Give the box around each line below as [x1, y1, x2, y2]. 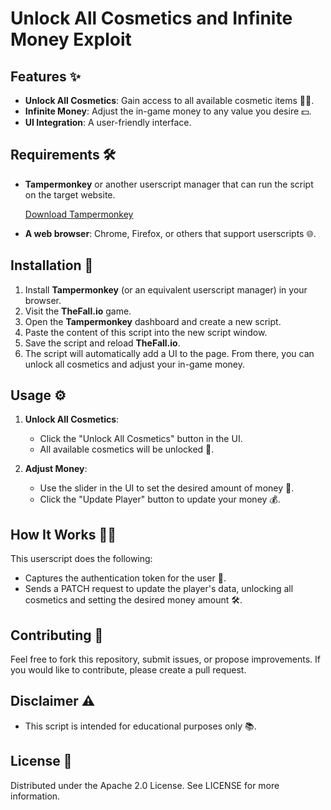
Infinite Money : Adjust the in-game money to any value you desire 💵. [24, 105, 312, 117]
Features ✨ [10, 68, 81, 85]
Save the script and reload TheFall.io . [24, 337, 181, 349]
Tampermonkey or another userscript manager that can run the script [24, 178, 314, 190]
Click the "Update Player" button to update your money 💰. [39, 493, 281, 506]
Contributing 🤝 [10, 627, 104, 644]
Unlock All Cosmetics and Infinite [10, 7, 293, 30]
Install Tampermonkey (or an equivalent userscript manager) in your [24, 283, 308, 296]
